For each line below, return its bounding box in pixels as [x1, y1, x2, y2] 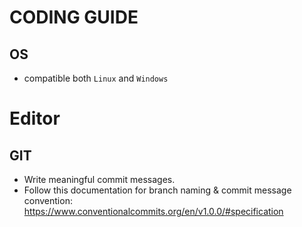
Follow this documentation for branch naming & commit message [23, 184, 292, 196]
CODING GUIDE [9, 6, 139, 29]
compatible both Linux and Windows [23, 72, 169, 84]
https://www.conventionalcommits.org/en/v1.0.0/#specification [23, 206, 284, 217]
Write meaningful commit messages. [23, 174, 176, 185]
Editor [9, 107, 61, 130]
